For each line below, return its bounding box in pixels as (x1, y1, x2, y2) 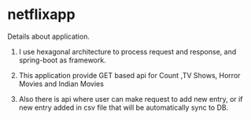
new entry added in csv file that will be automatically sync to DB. (18, 103, 229, 112)
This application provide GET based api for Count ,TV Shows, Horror (18, 70, 241, 80)
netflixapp (7, 6, 76, 24)
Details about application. (7, 32, 90, 41)
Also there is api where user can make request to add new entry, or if (18, 94, 243, 103)
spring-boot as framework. (18, 55, 107, 65)
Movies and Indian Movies (18, 79, 104, 88)
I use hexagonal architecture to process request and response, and (18, 47, 237, 56)
